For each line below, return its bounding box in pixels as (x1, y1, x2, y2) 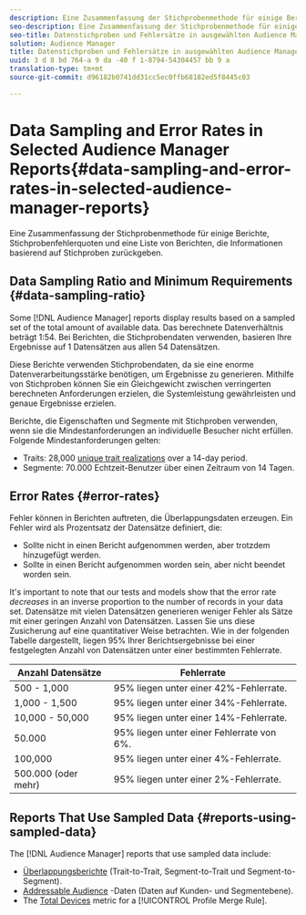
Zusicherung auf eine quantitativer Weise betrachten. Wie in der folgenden (9, 626, 290, 637)
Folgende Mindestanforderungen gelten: (9, 434, 161, 445)
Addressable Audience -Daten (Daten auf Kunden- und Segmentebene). (22, 886, 294, 897)
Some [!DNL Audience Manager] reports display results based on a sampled (9, 312, 296, 323)
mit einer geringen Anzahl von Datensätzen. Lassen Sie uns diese (9, 616, 256, 627)
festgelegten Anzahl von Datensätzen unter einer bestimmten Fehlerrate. (9, 645, 282, 656)
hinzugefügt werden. (22, 549, 102, 561)
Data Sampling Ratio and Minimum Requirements (9, 274, 293, 289)
